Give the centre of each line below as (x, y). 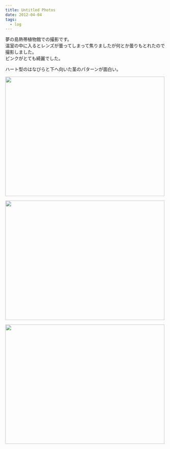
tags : (11, 19)
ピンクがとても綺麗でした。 (34, 59)
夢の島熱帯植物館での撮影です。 (39, 39)
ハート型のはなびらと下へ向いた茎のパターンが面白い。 (63, 69)
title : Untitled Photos (31, 10)
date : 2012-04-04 (24, 15)
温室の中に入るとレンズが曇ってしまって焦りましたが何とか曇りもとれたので (85, 46)
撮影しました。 (21, 52)
